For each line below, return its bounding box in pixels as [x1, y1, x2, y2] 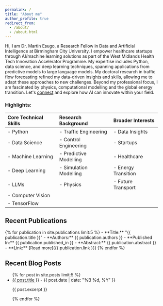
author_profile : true [5, 16, 49, 21]
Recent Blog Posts [5, 259, 62, 267]
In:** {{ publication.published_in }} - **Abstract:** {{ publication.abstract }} [5, 240, 157, 246]
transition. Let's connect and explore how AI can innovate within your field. [5, 89, 154, 95]
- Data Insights [113, 128, 148, 135]
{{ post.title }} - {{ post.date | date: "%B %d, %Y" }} [12, 277, 115, 283]
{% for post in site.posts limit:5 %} [12, 272, 81, 277]
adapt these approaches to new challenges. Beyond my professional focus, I [5, 79, 158, 85]
